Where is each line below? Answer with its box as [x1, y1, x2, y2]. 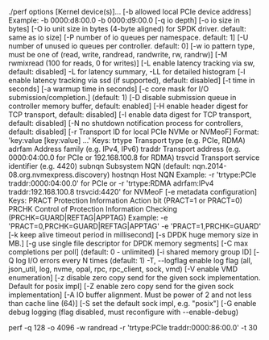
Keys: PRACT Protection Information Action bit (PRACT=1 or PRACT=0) [8, 195, 243, 205]
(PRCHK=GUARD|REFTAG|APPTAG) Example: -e [8, 213, 168, 222]
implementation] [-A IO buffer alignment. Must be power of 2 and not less [8, 290, 252, 300]
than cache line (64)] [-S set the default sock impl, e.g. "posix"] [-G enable [8, 299, 257, 308]
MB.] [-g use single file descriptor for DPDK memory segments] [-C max [8, 238, 248, 248]
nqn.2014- [192, 162, 227, 170]
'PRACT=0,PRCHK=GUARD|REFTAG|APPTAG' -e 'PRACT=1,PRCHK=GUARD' [8, 221, 262, 231]
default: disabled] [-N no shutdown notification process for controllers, [8, 119, 243, 128]
